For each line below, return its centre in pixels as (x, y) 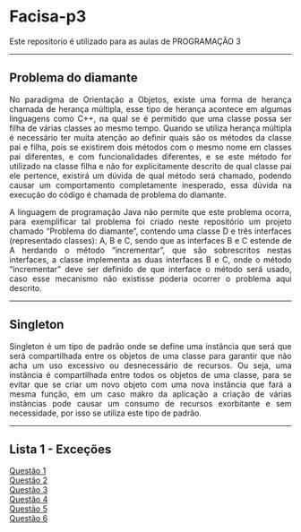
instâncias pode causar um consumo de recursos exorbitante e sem (150, 403)
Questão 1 (28, 471)
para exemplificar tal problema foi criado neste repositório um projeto (150, 221)
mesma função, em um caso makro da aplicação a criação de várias (150, 394)
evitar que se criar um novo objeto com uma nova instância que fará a (150, 384)
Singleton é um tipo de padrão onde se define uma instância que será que (150, 346)
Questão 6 (29, 519)
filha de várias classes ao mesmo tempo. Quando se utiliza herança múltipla (150, 128)
